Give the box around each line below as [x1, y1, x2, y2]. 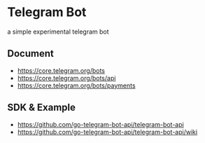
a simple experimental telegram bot [7, 27, 110, 36]
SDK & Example [7, 102, 76, 114]
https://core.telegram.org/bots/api [17, 74, 116, 82]
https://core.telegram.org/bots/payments [17, 81, 136, 90]
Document [7, 48, 54, 60]
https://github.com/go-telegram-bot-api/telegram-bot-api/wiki [17, 128, 198, 136]
